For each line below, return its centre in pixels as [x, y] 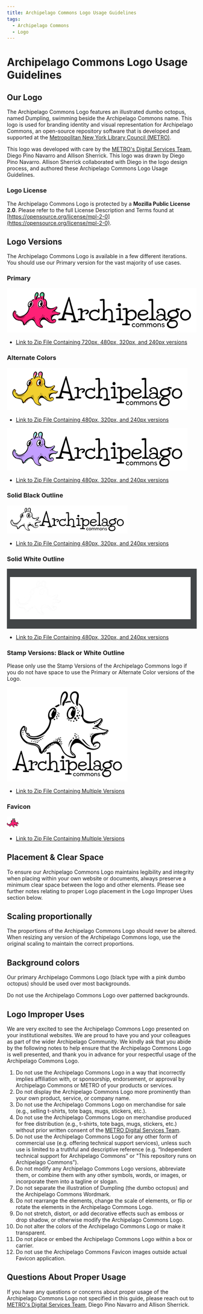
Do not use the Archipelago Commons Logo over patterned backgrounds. [98, 996]
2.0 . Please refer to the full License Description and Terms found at [90, 210]
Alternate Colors [32, 358]
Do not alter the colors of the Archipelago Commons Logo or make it [100, 1226]
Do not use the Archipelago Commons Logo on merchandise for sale [101, 1104]
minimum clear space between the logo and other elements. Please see [95, 885]
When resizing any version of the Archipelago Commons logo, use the [94, 937]
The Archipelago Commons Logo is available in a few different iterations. [97, 256]
